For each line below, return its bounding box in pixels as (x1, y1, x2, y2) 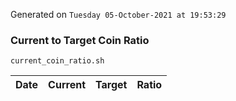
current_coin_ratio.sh (10, 56, 105, 66)
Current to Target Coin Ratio (10, 33, 150, 47)
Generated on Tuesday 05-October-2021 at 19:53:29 (10, 9, 227, 20)
